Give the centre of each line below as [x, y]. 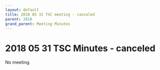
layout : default [22, 10]
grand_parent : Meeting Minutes [38, 24]
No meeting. [18, 62]
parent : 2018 [19, 19]
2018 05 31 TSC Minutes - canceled [80, 48]
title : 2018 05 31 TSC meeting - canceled [50, 14]
